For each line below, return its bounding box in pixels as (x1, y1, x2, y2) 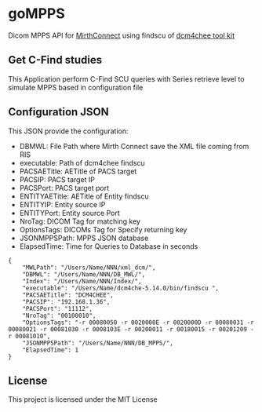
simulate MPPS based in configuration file (8, 82, 144, 92)
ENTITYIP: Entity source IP (19, 199, 106, 209)
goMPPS (8, 5, 65, 23)
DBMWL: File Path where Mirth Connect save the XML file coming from (19, 141, 249, 151)
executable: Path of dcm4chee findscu (19, 158, 145, 167)
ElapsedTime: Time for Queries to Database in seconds (19, 241, 198, 251)
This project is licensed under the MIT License (8, 395, 158, 404)
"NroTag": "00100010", (22, 312, 96, 319)
